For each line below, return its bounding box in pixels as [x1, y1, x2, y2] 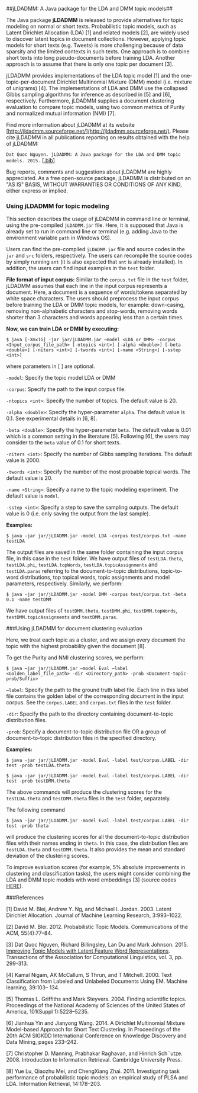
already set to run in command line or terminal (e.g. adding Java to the [6, 228, 177, 235]
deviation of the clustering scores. [6, 852, 90, 860]
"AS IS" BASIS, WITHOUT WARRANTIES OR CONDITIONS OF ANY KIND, [6, 181, 182, 188]
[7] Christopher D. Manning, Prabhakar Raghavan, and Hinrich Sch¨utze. [6, 1050, 183, 1057]
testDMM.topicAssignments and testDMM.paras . [6, 613, 118, 621]
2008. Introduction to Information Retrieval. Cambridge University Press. [6, 1056, 182, 1063]
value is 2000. [6, 457, 41, 464]
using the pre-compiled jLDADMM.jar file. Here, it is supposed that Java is [6, 222, 184, 229]
